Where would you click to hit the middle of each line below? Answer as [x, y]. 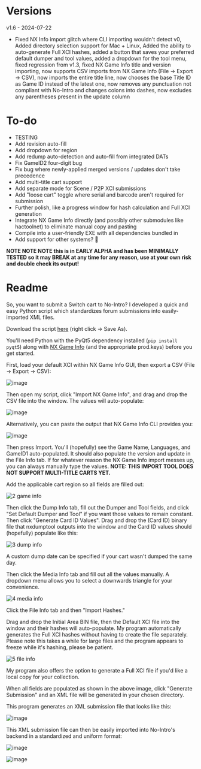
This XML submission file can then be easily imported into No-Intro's [91, 729]
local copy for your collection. [43, 677]
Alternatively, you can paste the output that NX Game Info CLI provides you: [100, 424]
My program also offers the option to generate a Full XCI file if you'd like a [97, 670]
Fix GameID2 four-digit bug [48, 162]
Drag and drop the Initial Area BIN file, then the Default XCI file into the [93, 622]
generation [28, 213]
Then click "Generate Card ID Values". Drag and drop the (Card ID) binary [97, 520]
